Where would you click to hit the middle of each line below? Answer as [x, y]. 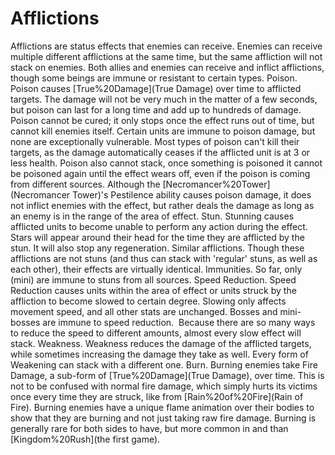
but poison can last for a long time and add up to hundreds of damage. [156, 109]
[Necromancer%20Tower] [216, 184]
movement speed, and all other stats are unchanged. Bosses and [144, 311]
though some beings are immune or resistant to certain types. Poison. [154, 78]
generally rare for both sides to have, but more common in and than [149, 428]
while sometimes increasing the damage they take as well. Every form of [159, 354]
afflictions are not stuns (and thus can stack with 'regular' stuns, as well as [164, 258]
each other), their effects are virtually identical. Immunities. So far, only [156, 269]
